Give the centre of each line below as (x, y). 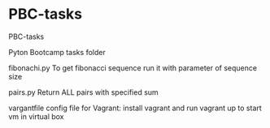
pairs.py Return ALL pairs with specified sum (83, 92)
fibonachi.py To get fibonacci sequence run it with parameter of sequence (133, 68)
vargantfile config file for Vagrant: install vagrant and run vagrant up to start (135, 108)
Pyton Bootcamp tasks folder (57, 52)
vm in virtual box (36, 116)
